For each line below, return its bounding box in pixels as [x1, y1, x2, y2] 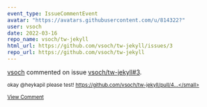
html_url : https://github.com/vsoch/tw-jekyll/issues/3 [7, 42, 173, 49]
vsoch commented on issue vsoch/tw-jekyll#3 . [7, 67, 142, 76]
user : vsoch [7, 23, 42, 30]
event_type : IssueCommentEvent [7, 10, 98, 17]
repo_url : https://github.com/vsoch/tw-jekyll [7, 49, 145, 56]
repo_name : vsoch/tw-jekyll [7, 36, 89, 43]
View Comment [7, 93, 44, 101]
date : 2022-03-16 [7, 29, 58, 37]
